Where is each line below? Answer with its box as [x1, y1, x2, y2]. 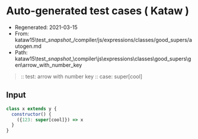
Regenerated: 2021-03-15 [14, 24, 78, 31]
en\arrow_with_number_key [14, 61, 82, 69]
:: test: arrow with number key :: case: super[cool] [20, 73, 143, 80]
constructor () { [11, 111, 52, 117]
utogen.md [14, 43, 41, 50]
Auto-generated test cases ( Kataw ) [6, 4, 190, 18]
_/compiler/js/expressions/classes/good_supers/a [71, 36, 193, 43]
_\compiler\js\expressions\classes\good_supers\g [71, 55, 191, 62]
